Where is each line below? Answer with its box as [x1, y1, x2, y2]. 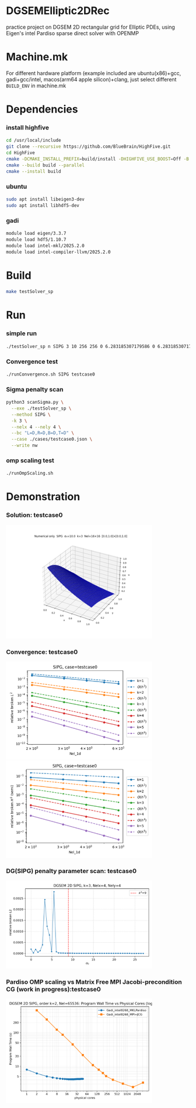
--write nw [11, 442, 38, 449]
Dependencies [6, 103, 78, 116]
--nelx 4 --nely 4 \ [11, 424, 61, 430]
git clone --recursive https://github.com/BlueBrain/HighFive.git [6, 144, 171, 150]
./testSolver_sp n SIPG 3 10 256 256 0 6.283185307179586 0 [6, 343, 156, 349]
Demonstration [6, 490, 80, 503]
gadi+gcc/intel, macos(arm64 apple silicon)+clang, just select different [6, 76, 177, 83]
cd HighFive [6, 150, 35, 156]
